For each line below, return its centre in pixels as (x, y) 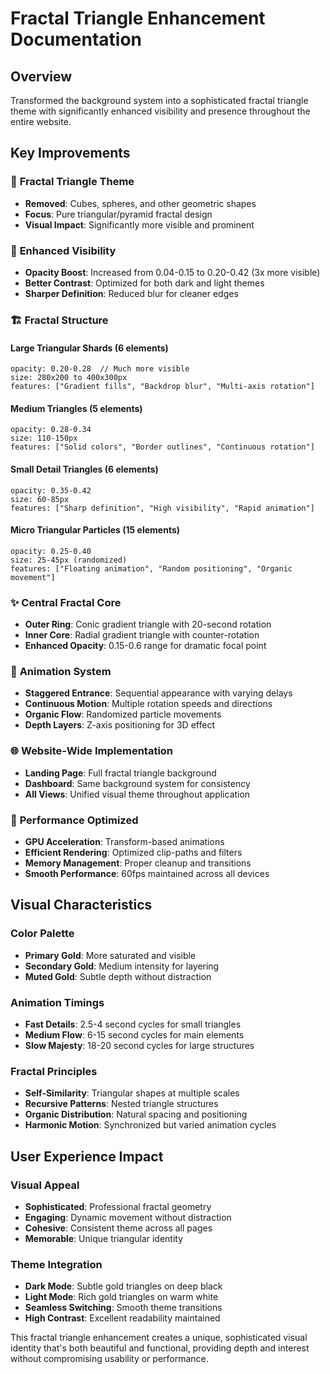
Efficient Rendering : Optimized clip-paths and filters (133, 852)
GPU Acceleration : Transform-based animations (124, 841)
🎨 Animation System (61, 671)
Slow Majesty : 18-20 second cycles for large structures (139, 1045)
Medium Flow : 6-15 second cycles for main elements (134, 1034)
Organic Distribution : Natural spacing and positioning (136, 1114)
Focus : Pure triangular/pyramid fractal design (118, 214)
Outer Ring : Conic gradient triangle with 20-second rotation (148, 624)
